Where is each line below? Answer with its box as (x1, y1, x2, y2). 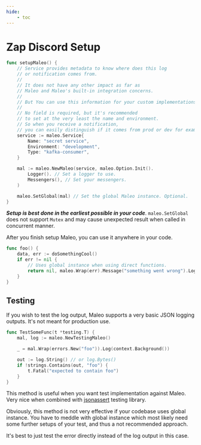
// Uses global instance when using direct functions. (28, 262, 167, 269)
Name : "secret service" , (28, 138, 90, 144)
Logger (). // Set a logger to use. (28, 172, 117, 178)
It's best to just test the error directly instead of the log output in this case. (6, 432, 190, 440)
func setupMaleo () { (6, 60, 58, 66)
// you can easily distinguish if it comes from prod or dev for (17, 127, 184, 133)
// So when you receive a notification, (17, 121, 119, 128)
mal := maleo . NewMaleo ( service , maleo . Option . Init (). (17, 166, 154, 172)
